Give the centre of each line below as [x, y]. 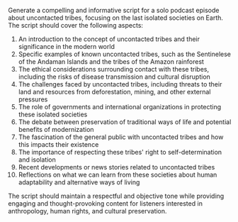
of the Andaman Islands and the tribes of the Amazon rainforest [111, 62]
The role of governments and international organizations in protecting [120, 107]
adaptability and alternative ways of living [79, 182]
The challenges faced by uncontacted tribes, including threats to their [120, 84]
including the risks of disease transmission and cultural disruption [114, 77]
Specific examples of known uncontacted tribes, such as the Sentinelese [125, 54]
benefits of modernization [56, 129]
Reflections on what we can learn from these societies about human [118, 174]
